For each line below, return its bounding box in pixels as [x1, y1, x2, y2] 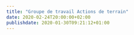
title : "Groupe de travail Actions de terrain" [6, 8, 129, 15]
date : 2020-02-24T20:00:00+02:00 [6, 14, 91, 20]
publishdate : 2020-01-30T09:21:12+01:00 [6, 20, 110, 26]
